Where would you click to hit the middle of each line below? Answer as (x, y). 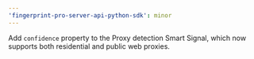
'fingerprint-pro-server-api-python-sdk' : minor (90, 15)
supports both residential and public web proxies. (89, 46)
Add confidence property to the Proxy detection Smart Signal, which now (127, 38)
